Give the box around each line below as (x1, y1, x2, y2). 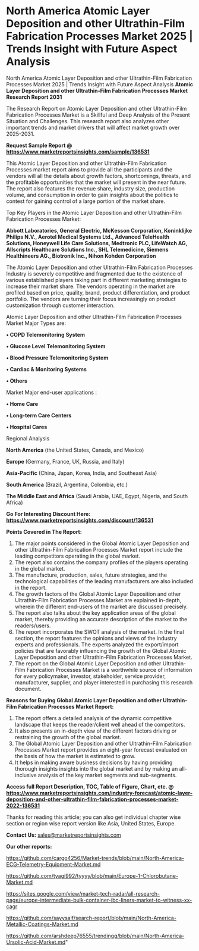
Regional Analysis (6, 434, 50, 442)
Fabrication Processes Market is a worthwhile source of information (26, 666, 192, 673)
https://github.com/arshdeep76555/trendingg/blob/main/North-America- (6, 932, 185, 939)
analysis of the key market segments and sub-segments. (37, 771, 177, 778)
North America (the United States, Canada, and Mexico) (6, 446, 144, 453)
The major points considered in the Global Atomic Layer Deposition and (14, 540, 189, 547)
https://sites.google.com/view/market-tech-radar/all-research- (6, 890, 160, 897)
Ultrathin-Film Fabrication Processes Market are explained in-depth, (14, 596, 182, 603)
